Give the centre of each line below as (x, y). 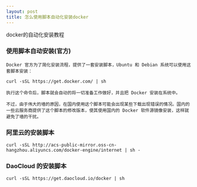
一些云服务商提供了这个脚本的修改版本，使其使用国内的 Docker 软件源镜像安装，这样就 (98, 110)
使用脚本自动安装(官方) (39, 51)
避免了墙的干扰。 (24, 116)
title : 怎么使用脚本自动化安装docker (47, 17)
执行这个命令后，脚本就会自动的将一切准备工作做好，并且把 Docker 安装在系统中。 (93, 93)
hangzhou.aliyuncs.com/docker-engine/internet (64, 151)
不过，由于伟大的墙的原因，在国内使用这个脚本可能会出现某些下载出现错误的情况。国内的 (98, 104)
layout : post (22, 11)
